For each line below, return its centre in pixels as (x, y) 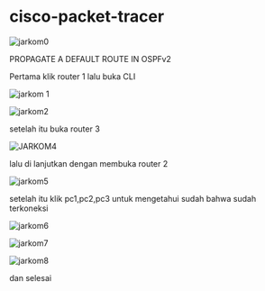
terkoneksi (29, 208)
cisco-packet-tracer (87, 17)
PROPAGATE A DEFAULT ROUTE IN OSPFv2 (90, 59)
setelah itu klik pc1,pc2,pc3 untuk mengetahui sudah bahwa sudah (133, 198)
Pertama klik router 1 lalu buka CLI (73, 76)
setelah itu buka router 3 (55, 129)
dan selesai (31, 277)
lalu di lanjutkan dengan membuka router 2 (89, 163)
